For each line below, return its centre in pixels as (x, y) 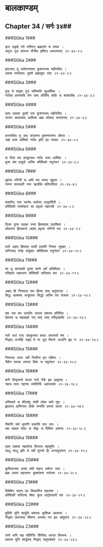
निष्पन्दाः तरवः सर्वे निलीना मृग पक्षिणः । (33, 358)
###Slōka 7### (20, 171)
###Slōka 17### (21, 393)
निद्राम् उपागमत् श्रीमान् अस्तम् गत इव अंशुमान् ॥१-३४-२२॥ (48, 517)
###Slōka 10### (21, 238)
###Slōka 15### (21, 349)
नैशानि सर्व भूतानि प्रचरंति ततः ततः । (32, 424)
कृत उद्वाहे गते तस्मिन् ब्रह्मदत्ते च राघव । (34, 47)
